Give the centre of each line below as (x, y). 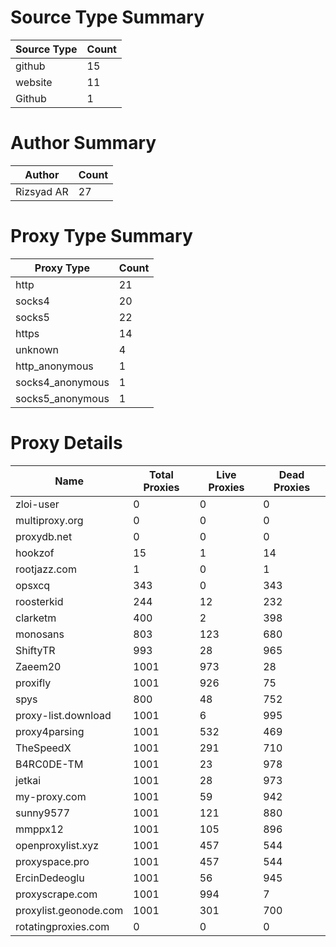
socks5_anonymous (62, 398)
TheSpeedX (43, 748)
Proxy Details (66, 443)
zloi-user (37, 504)
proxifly (33, 683)
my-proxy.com (51, 796)
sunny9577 (43, 813)
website (34, 82)
